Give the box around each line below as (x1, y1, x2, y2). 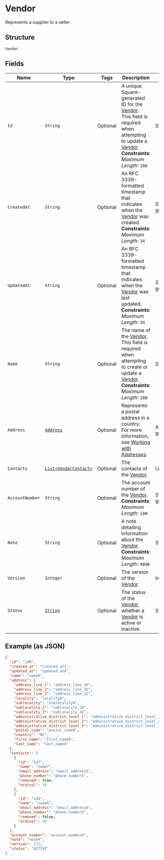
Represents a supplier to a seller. (5, 19, 71, 25)
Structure (5, 33, 35, 42)
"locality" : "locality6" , (14, 696, 67, 701)
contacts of (121, 465, 147, 472)
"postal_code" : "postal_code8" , (14, 728, 80, 733)
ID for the (121, 101, 143, 108)
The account (121, 479, 150, 486)
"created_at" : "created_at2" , (9, 664, 71, 669)
